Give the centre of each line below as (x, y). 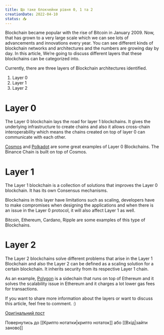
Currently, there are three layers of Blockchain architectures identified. (76, 68)
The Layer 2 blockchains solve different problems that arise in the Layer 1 (79, 258)
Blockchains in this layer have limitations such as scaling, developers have (80, 200)
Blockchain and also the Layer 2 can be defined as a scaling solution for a (79, 264)
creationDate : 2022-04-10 (31, 14)
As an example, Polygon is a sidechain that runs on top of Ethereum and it (80, 279)
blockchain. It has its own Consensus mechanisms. (57, 191)
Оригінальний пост (25, 313)
